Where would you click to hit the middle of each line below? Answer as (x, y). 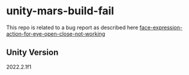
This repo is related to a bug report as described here (72, 27)
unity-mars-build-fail (60, 11)
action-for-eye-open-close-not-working (56, 33)
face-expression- (161, 27)
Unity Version (32, 53)
